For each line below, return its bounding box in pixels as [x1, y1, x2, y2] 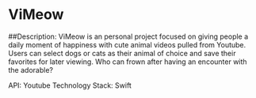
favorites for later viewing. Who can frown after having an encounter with [8, 57, 247, 66]
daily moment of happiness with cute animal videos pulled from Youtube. [8, 40, 246, 49]
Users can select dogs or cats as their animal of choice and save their [8, 48, 236, 58]
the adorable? [8, 65, 54, 74]
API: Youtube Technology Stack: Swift [8, 81, 132, 90]
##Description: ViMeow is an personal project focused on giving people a [8, 32, 249, 41]
